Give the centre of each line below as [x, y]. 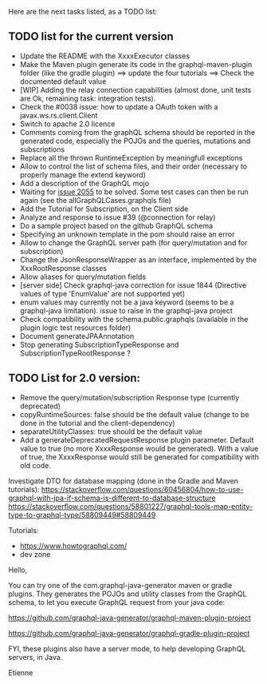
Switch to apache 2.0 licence [67, 124]
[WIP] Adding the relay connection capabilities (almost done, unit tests [135, 89]
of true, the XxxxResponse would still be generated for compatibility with [139, 457]
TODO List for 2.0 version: [75, 378]
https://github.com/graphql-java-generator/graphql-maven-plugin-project [130, 618]
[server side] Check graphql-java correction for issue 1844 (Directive [133, 285]
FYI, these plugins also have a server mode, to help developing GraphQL [127, 648]
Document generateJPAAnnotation [77, 336]
